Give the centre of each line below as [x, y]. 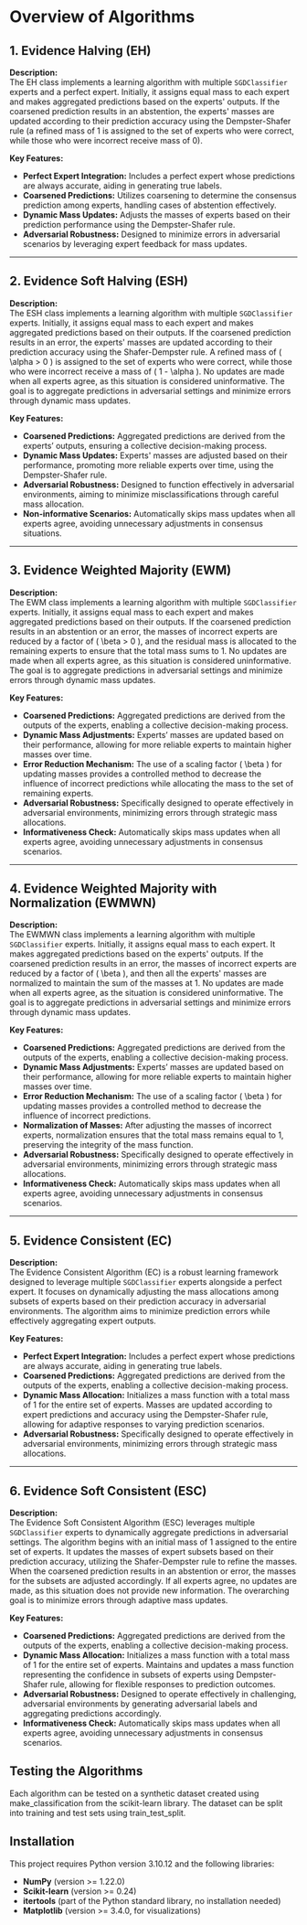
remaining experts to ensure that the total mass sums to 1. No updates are [148, 650]
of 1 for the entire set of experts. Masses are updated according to [147, 1405]
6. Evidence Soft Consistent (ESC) [108, 1491]
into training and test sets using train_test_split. [98, 1813]
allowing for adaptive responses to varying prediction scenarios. [143, 1425]
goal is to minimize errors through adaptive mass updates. [119, 1600]
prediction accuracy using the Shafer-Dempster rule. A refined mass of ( [146, 352]
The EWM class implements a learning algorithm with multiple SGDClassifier [153, 602]
